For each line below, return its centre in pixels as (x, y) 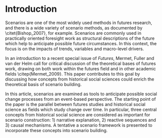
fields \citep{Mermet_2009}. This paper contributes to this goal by (73, 74)
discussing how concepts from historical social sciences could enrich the (80, 79)
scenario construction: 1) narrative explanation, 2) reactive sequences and (81, 120)
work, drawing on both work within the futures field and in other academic (81, 69)
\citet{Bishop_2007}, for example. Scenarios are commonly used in (73, 33)
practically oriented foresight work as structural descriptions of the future (80, 38)
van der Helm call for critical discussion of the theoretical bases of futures (81, 63)
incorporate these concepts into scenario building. (56, 130)
